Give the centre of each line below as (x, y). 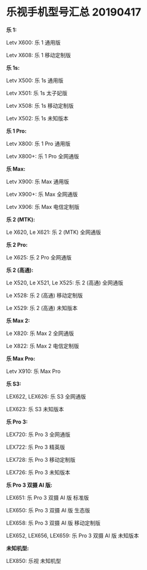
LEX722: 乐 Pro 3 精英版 (36, 447)
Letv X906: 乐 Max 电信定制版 (43, 206)
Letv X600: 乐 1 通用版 (33, 42)
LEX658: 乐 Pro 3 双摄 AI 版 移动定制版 (54, 523)
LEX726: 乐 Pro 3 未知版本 (38, 472)
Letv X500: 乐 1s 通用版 (35, 80)
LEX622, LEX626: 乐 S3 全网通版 (46, 396)
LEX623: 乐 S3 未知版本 (35, 409)
